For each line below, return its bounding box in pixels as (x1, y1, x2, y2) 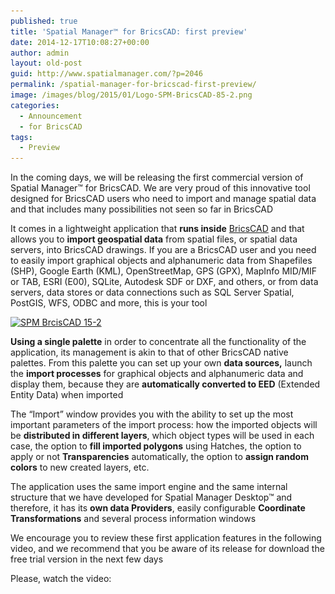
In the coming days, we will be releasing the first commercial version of (10, 171, 304, 184)
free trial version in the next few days (10, 553, 164, 565)
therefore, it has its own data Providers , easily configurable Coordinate (10, 502, 306, 514)
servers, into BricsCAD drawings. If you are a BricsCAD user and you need (10, 244, 317, 256)
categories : (10, 100, 60, 110)
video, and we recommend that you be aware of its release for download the (10, 543, 325, 555)
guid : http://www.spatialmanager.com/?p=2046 (10, 69, 203, 79)
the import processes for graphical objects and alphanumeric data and (10, 368, 304, 380)
